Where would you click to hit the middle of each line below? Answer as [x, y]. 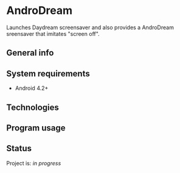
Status [19, 148]
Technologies [33, 107]
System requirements [48, 73]
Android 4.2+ [32, 88]
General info [30, 53]
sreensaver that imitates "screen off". [53, 33]
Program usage [36, 128]
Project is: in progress [34, 163]
